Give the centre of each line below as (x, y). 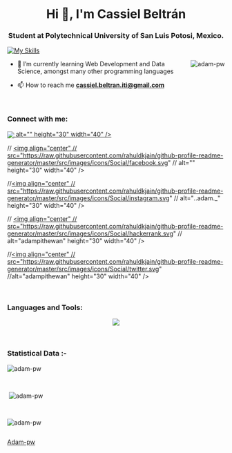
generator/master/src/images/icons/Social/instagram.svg (88, 198)
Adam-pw (21, 442)
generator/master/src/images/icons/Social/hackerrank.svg (90, 233)
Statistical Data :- (37, 354)
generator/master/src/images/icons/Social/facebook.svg (88, 162)
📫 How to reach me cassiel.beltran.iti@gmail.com (90, 85)
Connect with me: (38, 119)
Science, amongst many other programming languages (95, 71)
